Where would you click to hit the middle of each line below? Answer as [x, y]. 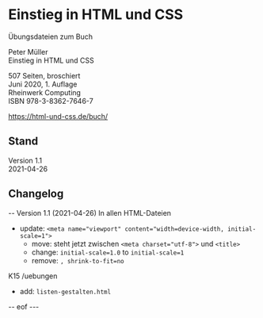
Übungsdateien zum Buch [51, 36]
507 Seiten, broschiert [44, 75]
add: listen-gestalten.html [65, 291]
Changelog [36, 194]
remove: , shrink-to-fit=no [78, 260]
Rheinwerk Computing [45, 92]
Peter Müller [28, 52]
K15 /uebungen [33, 276]
